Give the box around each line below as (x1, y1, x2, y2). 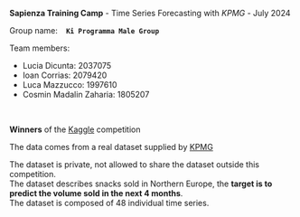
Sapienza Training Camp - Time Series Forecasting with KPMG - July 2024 (9, 8, 291, 18)
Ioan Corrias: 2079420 (22, 70, 108, 80)
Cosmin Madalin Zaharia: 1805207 (22, 90, 150, 99)
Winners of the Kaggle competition (9, 124, 141, 135)
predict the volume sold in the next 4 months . (9, 188, 183, 198)
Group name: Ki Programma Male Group (9, 25, 160, 35)
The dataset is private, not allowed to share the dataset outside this (9, 159, 260, 170)
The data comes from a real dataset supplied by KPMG (9, 142, 214, 152)
